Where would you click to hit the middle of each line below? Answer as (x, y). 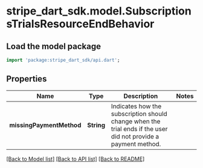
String (96, 125)
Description (141, 96)
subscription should (139, 114)
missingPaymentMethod (45, 125)
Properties (27, 79)
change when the (136, 121)
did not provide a (135, 136)
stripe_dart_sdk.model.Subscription (99, 11)
